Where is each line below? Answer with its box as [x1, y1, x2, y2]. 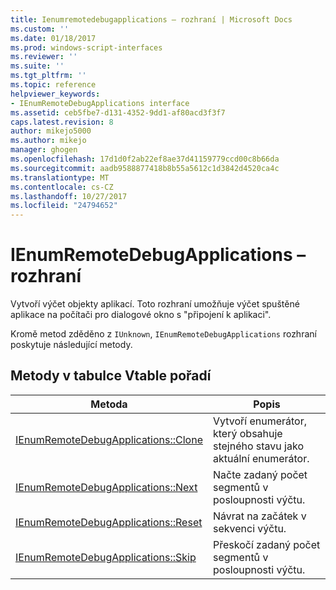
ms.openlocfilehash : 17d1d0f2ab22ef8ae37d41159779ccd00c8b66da [10, 154, 280, 164]
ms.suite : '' [10, 61, 65, 71]
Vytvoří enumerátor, [213, 414, 308, 428]
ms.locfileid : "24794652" [10, 201, 118, 211]
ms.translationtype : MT [10, 172, 110, 183]
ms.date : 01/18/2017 [10, 33, 97, 43]
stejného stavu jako [213, 439, 304, 453]
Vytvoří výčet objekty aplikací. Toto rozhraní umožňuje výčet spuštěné [10, 298, 300, 310]
